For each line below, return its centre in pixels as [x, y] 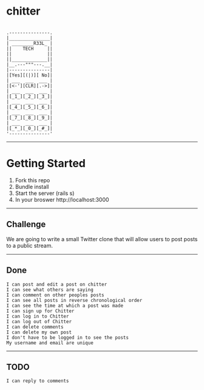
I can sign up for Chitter [40, 311]
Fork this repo [32, 180]
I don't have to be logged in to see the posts [68, 337]
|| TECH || [29, 49]
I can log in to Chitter [38, 316]
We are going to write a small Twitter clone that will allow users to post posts [102, 239]
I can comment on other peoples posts [55, 295]
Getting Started [46, 164]
